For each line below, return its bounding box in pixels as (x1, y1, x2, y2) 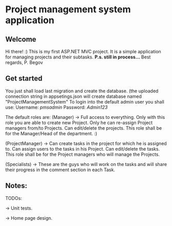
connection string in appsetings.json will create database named (5, 93, 142, 99)
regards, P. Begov (5, 59, 43, 65)
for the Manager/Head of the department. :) (5, 130, 98, 136)
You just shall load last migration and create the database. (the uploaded (5, 88, 159, 94)
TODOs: (5, 195, 22, 201)
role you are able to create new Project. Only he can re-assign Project (5, 119, 153, 126)
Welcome (5, 35, 36, 44)
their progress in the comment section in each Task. (5, 167, 116, 173)
